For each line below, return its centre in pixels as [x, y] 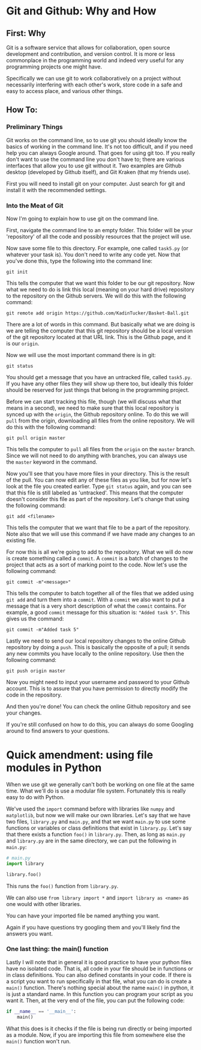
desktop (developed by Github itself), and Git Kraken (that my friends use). [98, 172]
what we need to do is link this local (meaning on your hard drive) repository [100, 289]
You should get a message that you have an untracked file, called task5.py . [99, 377]
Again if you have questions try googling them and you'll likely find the [93, 927]
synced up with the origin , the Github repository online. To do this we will [97, 414]
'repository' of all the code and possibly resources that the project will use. [99, 236]
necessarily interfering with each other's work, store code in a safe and [94, 85]
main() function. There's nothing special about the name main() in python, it [100, 988]
